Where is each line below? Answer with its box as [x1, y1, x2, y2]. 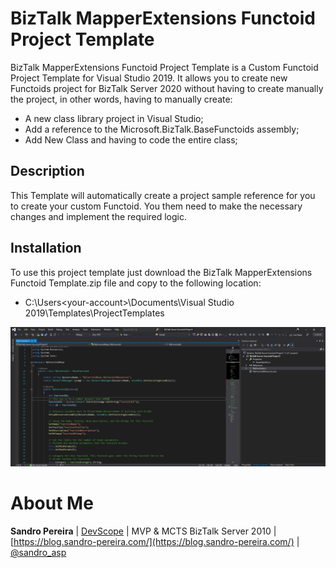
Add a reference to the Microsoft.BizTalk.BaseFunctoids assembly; [24, 123, 300, 135]
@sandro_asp [10, 546, 67, 558]
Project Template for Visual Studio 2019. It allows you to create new [10, 72, 288, 84]
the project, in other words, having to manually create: [10, 93, 233, 105]
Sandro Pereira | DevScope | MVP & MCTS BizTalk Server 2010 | [10, 525, 277, 537]
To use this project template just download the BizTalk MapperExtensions [10, 266, 313, 278]
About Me [10, 492, 94, 515]
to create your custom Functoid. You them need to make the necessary [10, 200, 303, 212]
